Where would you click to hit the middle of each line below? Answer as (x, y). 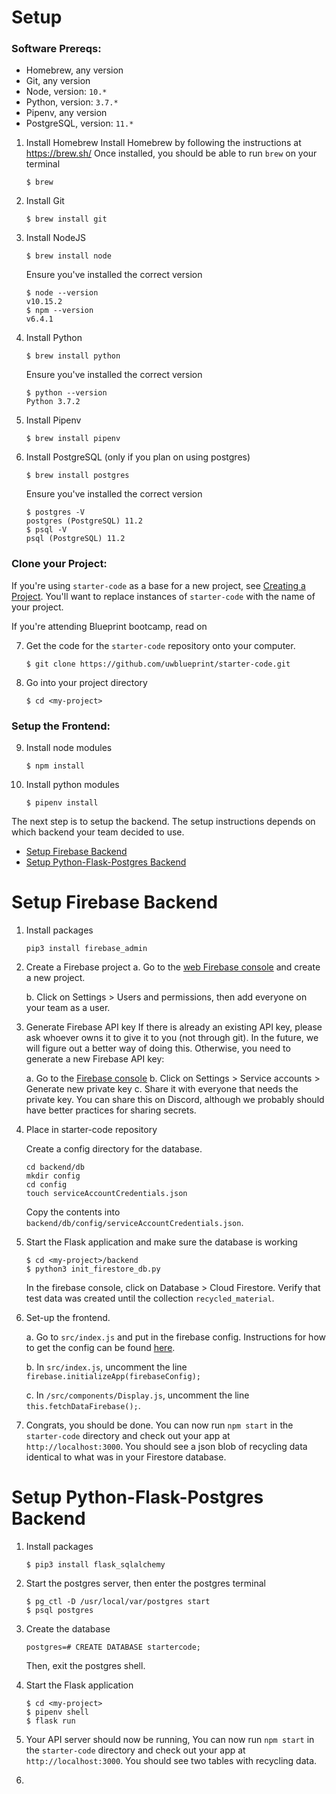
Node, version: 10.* (66, 92)
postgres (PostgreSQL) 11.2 (84, 521)
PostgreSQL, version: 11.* (79, 123)
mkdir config (53, 1176)
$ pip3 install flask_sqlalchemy (95, 1564)
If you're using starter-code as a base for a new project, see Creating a (158, 585)
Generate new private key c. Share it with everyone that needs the (162, 1089)
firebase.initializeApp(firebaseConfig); (113, 1377)
